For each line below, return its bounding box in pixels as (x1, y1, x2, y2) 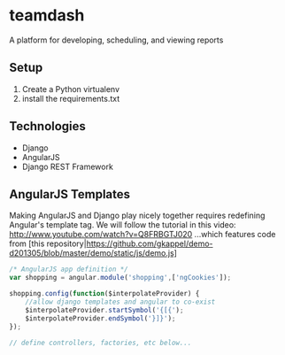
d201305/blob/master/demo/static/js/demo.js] (9, 248, 177, 259)
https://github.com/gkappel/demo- (86, 238, 214, 249)
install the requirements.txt (21, 93, 120, 104)
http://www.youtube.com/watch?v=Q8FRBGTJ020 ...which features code (9, 229, 276, 240)
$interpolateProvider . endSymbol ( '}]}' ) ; (25, 313, 176, 323)
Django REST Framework (21, 161, 113, 172)
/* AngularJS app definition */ (9, 265, 128, 274)
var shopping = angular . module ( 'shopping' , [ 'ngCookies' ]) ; (9, 274, 232, 282)
